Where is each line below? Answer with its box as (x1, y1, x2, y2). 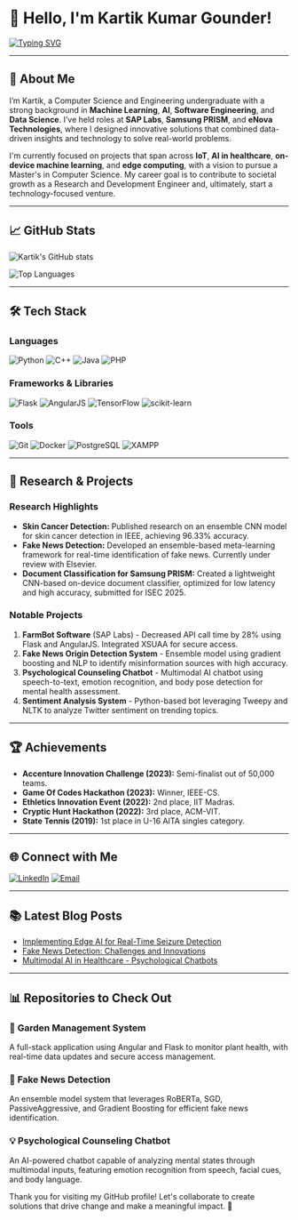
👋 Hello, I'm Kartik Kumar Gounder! (9, 8, 272, 28)
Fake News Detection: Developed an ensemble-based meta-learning (21, 540, 276, 550)
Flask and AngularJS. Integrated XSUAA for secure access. (21, 638, 239, 649)
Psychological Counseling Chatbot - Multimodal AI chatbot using (21, 667, 263, 678)
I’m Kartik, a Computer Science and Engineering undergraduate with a (9, 95, 265, 106)
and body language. (9, 1174, 82, 1184)
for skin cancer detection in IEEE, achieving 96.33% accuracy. (21, 530, 250, 541)
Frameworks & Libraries (9, 377, 114, 389)
